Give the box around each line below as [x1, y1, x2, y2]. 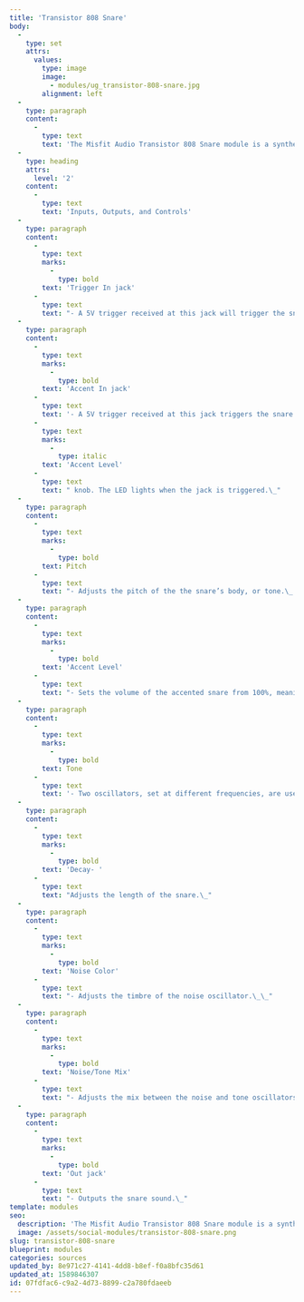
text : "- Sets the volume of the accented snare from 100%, [42, 688, 273, 697]
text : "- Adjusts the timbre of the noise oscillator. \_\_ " [42, 992, 273, 1001]
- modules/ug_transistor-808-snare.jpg [49, 81, 201, 90]
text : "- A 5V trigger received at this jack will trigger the [42, 308, 285, 318]
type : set [25, 38, 63, 48]
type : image [42, 64, 88, 73]
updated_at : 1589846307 [9, 1270, 100, 1279]
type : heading [25, 156, 79, 166]
